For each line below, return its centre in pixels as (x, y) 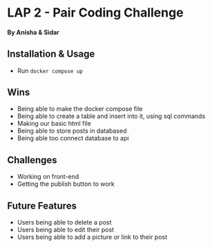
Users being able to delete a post (64, 222)
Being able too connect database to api (73, 138)
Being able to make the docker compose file (80, 109)
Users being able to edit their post (66, 230)
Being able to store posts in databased (72, 131)
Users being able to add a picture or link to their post (92, 237)
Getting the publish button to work (66, 184)
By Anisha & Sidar (33, 32)
